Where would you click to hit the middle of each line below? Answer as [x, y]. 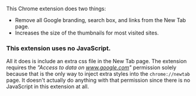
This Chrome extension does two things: [56, 9]
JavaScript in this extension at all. [48, 86]
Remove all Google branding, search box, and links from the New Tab [100, 20]
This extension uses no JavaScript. [58, 48]
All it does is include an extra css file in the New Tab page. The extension [97, 61]
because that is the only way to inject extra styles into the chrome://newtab [98, 74]
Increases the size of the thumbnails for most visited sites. [87, 33]
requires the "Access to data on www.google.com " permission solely [91, 67]
